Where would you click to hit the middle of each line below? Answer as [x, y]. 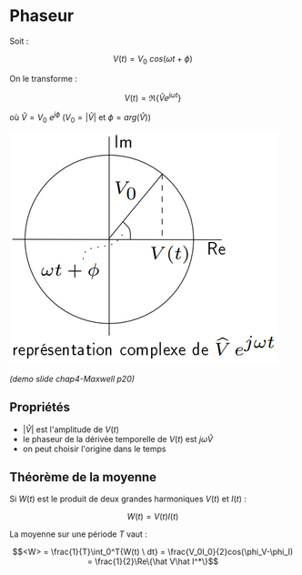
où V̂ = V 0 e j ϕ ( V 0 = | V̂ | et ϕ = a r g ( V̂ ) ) [81, 117]
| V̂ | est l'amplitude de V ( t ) [71, 429]
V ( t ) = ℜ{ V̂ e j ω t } [153, 96]
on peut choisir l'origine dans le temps [94, 449]
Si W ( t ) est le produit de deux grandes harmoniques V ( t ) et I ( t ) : [128, 499]
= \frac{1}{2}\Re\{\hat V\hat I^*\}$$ [153, 561]
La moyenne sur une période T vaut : [79, 534]
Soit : [19, 41]
